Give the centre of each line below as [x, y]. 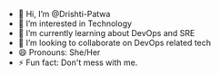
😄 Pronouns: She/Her [59, 52]
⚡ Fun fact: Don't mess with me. [78, 62]
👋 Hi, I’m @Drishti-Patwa [64, 14]
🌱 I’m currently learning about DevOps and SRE [106, 33]
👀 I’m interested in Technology [75, 23]
